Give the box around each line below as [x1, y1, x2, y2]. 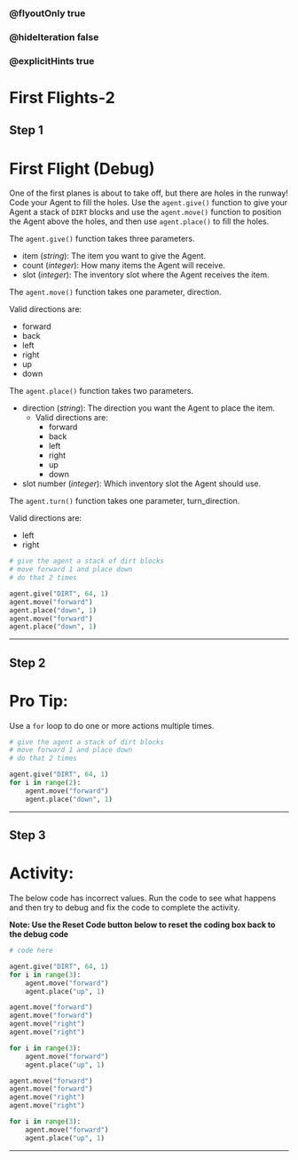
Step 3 [9, 828, 46, 843]
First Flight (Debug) [9, 158, 155, 179]
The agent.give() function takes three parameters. [9, 234, 195, 244]
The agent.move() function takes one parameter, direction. [9, 287, 222, 298]
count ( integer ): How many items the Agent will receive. [21, 260, 226, 271]
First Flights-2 [9, 87, 115, 108]
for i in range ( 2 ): [9, 779, 82, 788]
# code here [9, 946, 53, 956]
